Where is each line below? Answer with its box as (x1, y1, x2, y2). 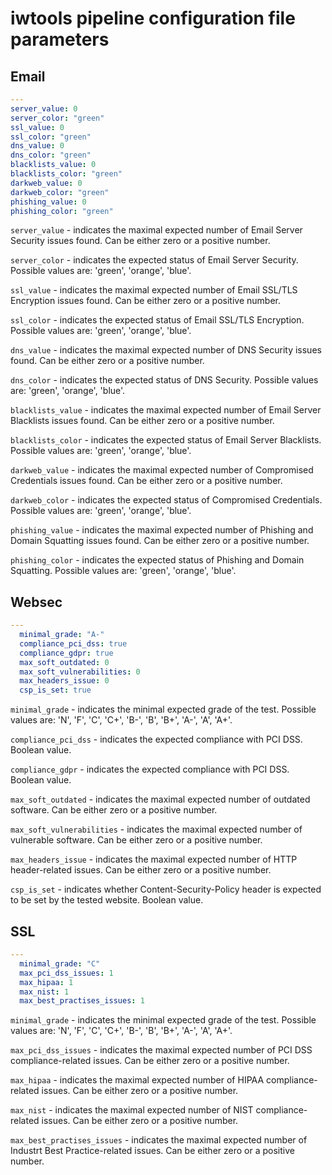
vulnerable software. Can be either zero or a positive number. (10, 834, 263, 846)
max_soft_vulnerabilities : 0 (19, 667, 141, 677)
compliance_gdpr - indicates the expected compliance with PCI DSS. (10, 763, 290, 776)
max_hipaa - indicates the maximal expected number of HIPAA (10, 1074, 265, 1086)
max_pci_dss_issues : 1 (19, 968, 114, 978)
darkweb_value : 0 (10, 178, 83, 188)
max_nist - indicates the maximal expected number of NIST (10, 1104, 254, 1116)
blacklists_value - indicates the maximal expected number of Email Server (10, 404, 322, 416)
